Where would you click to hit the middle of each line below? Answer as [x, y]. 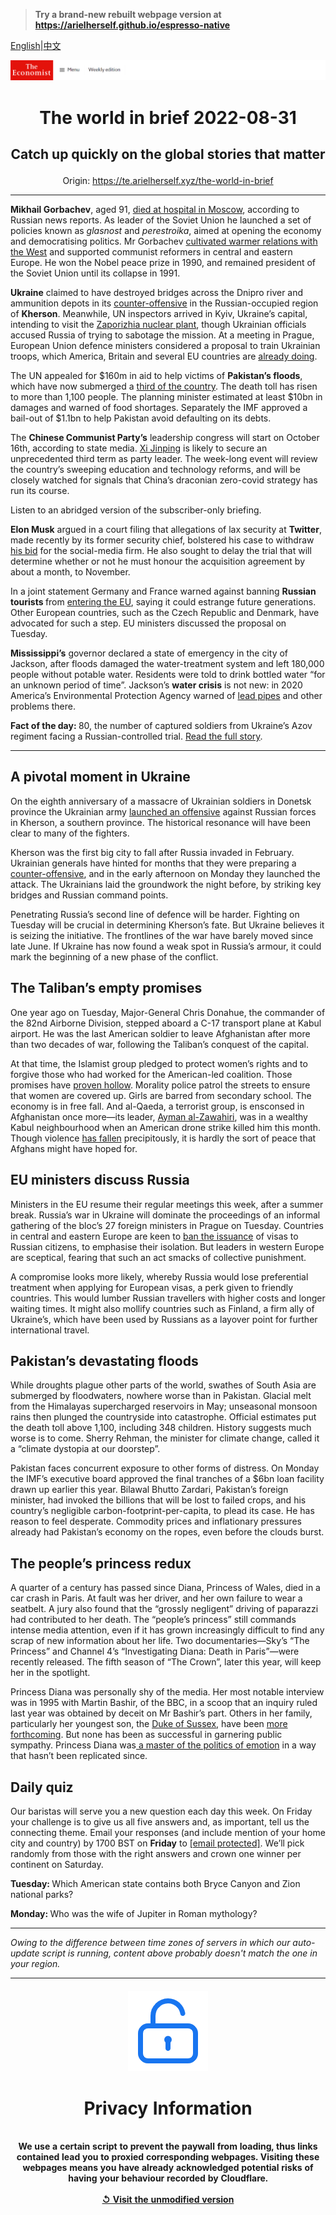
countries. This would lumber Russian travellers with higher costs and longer [168, 1298]
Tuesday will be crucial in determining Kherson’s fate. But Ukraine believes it [167, 925]
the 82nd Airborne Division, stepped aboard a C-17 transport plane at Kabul [166, 1023]
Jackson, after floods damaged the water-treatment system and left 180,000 [167, 664]
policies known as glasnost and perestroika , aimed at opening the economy [166, 231]
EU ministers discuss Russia [100, 1180]
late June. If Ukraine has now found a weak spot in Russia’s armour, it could [166, 946]
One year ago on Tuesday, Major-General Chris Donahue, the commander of [168, 1012]
